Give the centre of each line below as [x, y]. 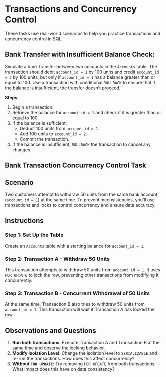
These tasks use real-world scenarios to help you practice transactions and [83, 33]
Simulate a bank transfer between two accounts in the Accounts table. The [81, 66]
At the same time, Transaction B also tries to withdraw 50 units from [75, 304]
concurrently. [19, 280]
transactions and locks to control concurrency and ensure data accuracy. [80, 205]
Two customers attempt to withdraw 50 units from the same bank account [81, 194]
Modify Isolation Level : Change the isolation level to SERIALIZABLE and [84, 353]
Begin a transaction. [33, 107]
